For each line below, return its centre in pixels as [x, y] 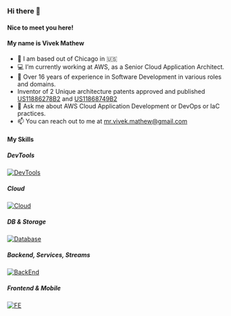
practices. [31, 113]
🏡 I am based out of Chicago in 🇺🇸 [67, 59]
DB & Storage [27, 221]
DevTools [21, 155]
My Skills [21, 139]
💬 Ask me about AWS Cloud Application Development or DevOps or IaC [118, 106]
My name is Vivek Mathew [46, 43]
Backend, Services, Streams [49, 255]
